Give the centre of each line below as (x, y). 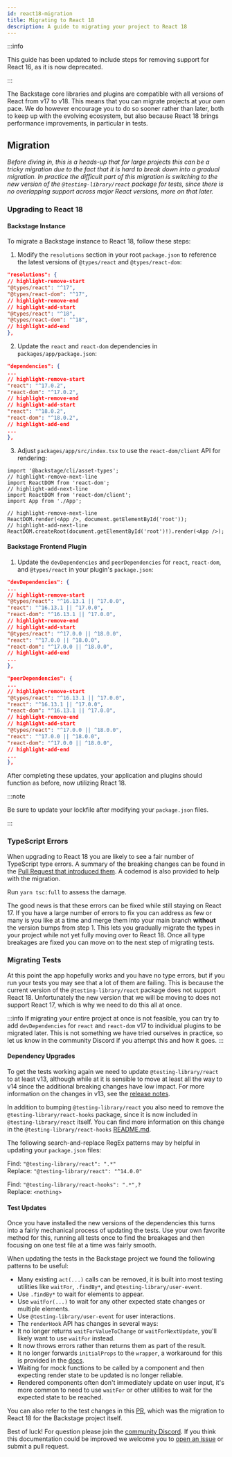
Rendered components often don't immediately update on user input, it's (121, 1383)
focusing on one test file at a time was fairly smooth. (82, 1245)
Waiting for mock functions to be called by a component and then (110, 1368)
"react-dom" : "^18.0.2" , (43, 418)
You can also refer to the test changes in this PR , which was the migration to (116, 1411)
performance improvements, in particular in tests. (78, 123)
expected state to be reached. (60, 1397)
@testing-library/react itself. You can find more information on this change (116, 1122)
